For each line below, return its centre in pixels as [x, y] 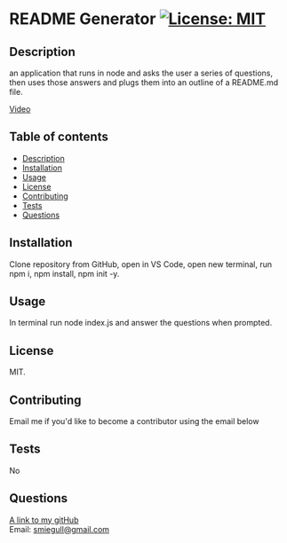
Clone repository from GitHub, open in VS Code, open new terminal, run [141, 264]
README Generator [83, 19]
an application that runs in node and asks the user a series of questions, [141, 73]
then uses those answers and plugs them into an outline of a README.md [143, 83]
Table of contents [59, 137]
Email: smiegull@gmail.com [59, 529]
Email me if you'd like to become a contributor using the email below [134, 421]
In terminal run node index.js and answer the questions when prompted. [141, 323]
